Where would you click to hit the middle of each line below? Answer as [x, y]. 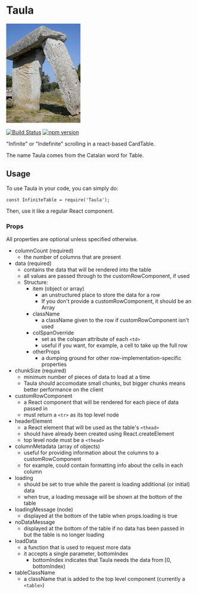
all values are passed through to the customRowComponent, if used [107, 276]
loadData [26, 541]
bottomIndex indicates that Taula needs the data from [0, [102, 560]
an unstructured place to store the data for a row [101, 295]
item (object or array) [58, 289]
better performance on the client [63, 390]
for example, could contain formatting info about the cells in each [103, 465]
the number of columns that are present [72, 257]
